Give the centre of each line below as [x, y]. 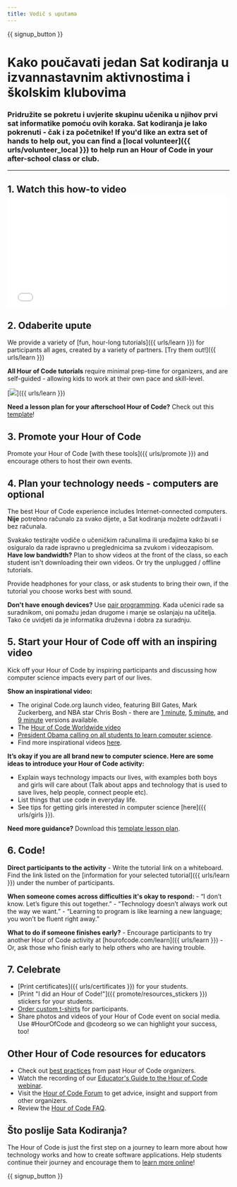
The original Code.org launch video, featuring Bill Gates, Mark [107, 705]
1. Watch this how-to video [67, 189]
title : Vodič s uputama [42, 14]
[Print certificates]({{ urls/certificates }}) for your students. [103, 987]
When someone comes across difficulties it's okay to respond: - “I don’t [115, 896]
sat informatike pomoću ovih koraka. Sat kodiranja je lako [107, 123]
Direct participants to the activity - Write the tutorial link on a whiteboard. [115, 867]
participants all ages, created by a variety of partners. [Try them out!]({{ [112, 350]
